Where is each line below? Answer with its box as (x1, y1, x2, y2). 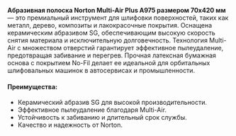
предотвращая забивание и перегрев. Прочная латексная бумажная (7, 51, 216, 59)
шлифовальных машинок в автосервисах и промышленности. (7, 67, 196, 74)
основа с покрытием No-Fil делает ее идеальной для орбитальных (7, 59, 210, 67)
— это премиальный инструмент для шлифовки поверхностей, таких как (7, 13, 229, 22)
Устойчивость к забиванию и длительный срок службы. (17, 113, 187, 122)
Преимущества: (7, 82, 58, 91)
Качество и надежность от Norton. (17, 120, 123, 130)
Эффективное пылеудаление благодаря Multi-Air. (17, 106, 167, 114)
